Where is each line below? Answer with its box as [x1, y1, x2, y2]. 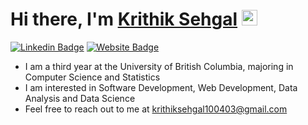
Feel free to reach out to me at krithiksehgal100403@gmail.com [24, 103, 288, 115]
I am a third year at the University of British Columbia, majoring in [24, 60, 294, 72]
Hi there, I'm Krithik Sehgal [10, 8, 238, 31]
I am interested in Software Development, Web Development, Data [24, 81, 298, 93]
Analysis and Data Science [24, 92, 136, 104]
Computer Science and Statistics [24, 71, 161, 83]
